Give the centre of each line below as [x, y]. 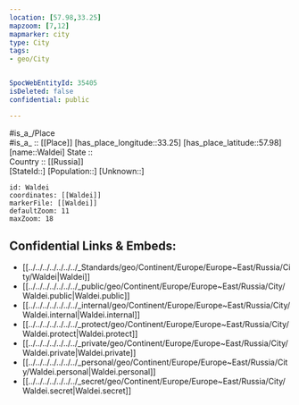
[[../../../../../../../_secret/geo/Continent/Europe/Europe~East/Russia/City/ [154, 382]
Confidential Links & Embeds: [93, 246]
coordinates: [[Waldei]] [55, 195]
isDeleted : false [42, 91]
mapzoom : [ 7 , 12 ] [39, 26]
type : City [29, 42]
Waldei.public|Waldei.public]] [76, 296]
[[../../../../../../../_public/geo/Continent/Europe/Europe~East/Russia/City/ [154, 286]
